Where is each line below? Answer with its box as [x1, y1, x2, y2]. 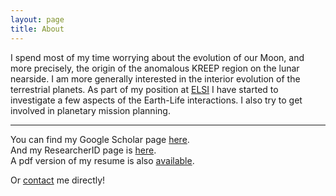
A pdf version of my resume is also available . [10, 154, 195, 166]
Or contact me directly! [10, 174, 106, 186]
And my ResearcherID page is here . [10, 144, 157, 156]
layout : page [10, 14, 65, 25]
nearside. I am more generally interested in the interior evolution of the [10, 72, 301, 85]
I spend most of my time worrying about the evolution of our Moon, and [10, 51, 305, 63]
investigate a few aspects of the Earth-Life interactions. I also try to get [10, 94, 303, 106]
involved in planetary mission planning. [10, 104, 171, 116]
